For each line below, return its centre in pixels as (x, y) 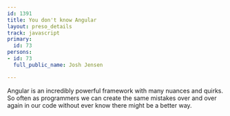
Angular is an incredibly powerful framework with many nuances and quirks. (115, 90)
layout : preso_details (40, 26)
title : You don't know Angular (52, 20)
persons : (20, 52)
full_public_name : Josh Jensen (58, 65)
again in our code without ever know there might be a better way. (100, 105)
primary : (20, 39)
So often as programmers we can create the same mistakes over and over (112, 98)
